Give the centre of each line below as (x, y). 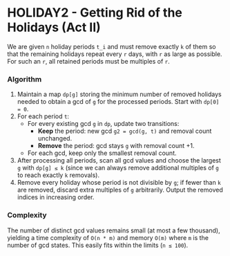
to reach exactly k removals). (58, 175)
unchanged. (55, 138)
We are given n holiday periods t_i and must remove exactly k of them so (112, 46)
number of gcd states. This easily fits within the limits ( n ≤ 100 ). (98, 245)
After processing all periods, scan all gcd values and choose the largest (119, 161)
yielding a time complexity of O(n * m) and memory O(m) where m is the (108, 237)
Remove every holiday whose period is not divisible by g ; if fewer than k (119, 183)
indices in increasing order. (56, 197)
